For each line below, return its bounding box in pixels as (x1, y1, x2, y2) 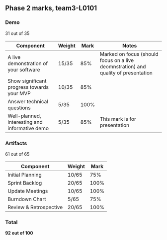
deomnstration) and (99, 63, 146, 70)
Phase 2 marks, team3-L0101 (5, 4, 97, 12)
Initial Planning (7, 171, 42, 178)
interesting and (7, 118, 43, 125)
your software (7, 66, 41, 73)
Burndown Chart (7, 196, 46, 203)
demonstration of (7, 60, 48, 67)
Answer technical (7, 98, 48, 105)
